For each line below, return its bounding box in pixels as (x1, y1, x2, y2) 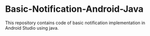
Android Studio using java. (5, 25, 59, 31)
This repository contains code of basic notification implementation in (5, 20, 146, 26)
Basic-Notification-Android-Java (5, 3, 144, 15)
